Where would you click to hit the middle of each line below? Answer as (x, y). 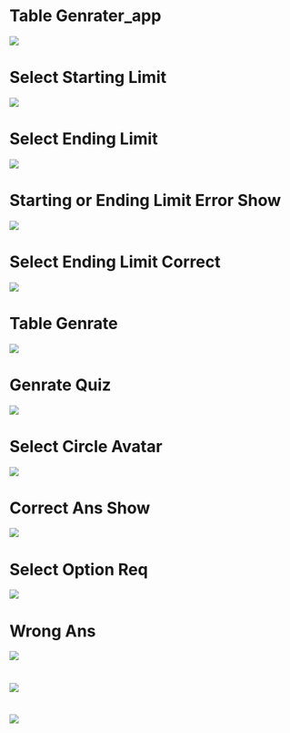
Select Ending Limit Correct (115, 262)
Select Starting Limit (88, 77)
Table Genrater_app (85, 16)
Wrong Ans (53, 631)
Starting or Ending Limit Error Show (145, 201)
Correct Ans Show (80, 508)
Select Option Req (79, 569)
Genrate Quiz (60, 385)
